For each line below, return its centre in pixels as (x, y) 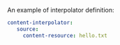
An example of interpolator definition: (61, 10)
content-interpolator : (40, 23)
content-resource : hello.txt (65, 35)
